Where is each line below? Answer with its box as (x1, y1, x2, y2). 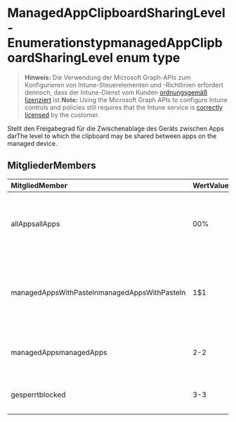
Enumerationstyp (7, 35, 111, 51)
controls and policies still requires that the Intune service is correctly (24, 103, 223, 111)
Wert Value (192, 180, 230, 190)
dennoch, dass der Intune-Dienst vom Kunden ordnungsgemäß (24, 88, 208, 97)
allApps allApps (11, 218, 60, 228)
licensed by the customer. (24, 111, 100, 119)
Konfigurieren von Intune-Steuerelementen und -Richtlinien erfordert (24, 80, 223, 89)
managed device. (7, 139, 58, 147)
